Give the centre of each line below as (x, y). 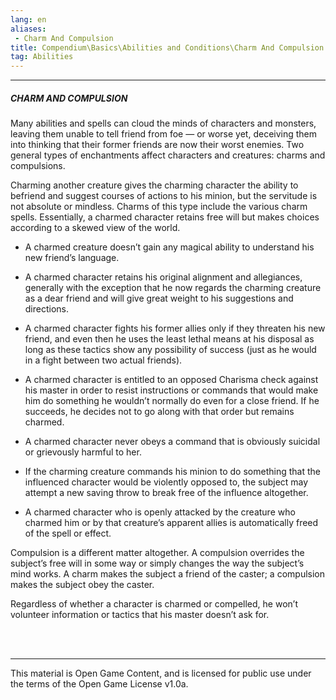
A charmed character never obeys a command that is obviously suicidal (172, 442)
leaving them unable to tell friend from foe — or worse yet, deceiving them (164, 134)
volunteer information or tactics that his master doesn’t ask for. (140, 615)
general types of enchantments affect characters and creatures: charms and (168, 155)
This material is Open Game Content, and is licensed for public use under (161, 673)
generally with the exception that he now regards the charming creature (173, 288)
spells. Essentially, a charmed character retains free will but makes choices (165, 217)
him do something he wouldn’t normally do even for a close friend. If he (172, 401)
